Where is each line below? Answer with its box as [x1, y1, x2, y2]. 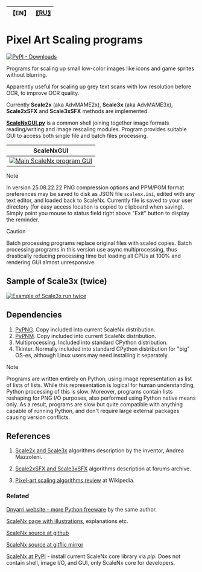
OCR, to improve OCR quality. [6, 89, 80, 96]
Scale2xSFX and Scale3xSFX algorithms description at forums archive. [14, 465, 192, 472]
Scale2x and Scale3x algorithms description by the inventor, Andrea [14, 447, 184, 454]
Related [6, 492, 30, 501]
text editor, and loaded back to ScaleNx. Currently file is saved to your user [6, 197, 193, 204]
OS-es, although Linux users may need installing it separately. [14, 351, 169, 359]
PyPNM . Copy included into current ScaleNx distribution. [14, 332, 157, 339]
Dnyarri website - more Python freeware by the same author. [6, 505, 157, 513]
